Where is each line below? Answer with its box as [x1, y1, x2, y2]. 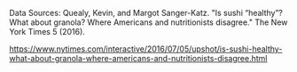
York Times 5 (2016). [9, 27, 86, 36]
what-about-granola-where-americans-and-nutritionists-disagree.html [9, 53, 268, 63]
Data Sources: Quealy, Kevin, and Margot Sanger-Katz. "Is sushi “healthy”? [9, 8, 284, 18]
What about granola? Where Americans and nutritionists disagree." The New [9, 17, 288, 28]
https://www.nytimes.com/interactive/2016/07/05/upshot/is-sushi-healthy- [9, 44, 283, 54]
